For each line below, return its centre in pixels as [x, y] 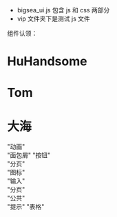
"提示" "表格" [26, 207]
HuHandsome [47, 61]
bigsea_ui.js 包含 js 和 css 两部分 [63, 10]
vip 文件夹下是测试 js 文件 [54, 19]
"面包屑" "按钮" [29, 155]
